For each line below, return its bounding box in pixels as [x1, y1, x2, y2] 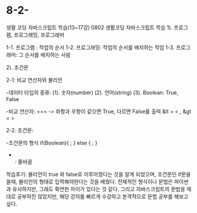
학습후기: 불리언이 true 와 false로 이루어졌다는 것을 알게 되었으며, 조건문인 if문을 [6, 170, 191, 177]
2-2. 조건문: [6, 127, 34, 134]
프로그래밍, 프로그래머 [14, 31, 65, 38]
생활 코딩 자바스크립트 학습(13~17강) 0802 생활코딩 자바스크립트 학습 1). [6, 24, 173, 31]
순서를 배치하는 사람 [24, 51, 71, 58]
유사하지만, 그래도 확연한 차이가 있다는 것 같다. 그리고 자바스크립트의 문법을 [12, 185, 186, 192]
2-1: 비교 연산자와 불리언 [6, 76, 63, 83]
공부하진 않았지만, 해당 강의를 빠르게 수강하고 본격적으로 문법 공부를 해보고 [17, 193, 189, 200]
